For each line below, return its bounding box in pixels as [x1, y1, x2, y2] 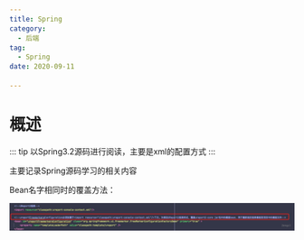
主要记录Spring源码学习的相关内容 [9, 165, 138, 176]
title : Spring [9, 14, 63, 23]
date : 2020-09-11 [9, 62, 75, 71]
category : [9, 23, 47, 33]
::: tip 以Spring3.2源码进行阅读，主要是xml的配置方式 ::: [9, 145, 215, 157]
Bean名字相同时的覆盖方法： [9, 184, 116, 195]
